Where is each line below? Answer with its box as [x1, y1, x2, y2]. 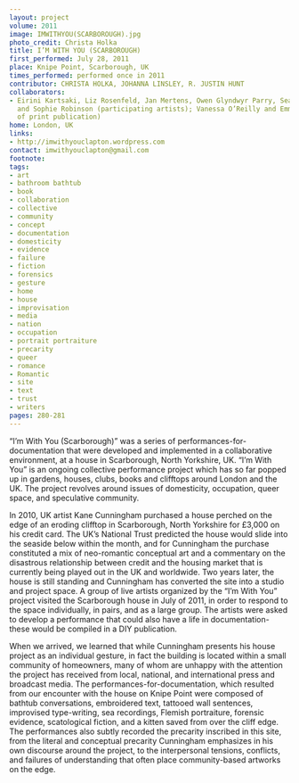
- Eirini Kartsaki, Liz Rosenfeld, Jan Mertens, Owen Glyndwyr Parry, [9, 95, 277, 105]
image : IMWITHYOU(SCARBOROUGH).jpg [9, 29, 141, 38]
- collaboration [9, 195, 69, 205]
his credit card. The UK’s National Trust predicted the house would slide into [9, 528, 288, 540]
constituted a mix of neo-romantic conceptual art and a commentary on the [9, 548, 287, 558]
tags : [9, 162, 29, 171]
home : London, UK [9, 121, 74, 130]
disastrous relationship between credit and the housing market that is [9, 556, 263, 567]
